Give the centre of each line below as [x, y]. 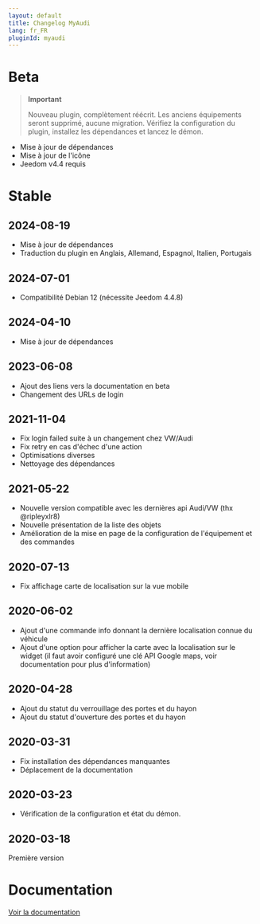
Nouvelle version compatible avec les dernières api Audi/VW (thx [126, 508]
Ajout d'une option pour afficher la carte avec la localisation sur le [128, 647]
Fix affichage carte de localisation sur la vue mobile [104, 586]
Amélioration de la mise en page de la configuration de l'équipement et [136, 534]
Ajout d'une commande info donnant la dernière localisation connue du [136, 630]
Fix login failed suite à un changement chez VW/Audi [106, 438]
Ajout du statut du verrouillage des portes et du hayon [108, 708]
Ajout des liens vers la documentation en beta [95, 386]
